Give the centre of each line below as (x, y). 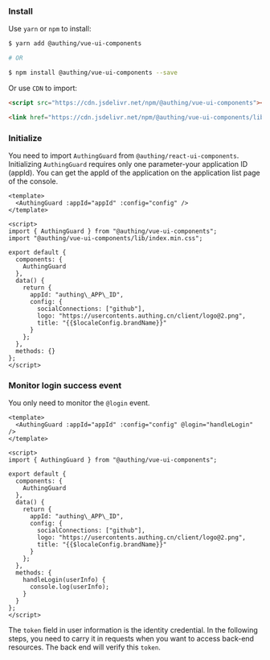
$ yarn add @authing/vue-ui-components (75, 44)
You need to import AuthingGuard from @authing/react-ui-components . (124, 156)
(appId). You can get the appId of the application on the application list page (135, 172)
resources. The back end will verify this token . (84, 647)
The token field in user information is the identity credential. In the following (133, 630)
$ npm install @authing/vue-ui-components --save (93, 73)
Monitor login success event (65, 385)
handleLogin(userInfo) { (64, 580)
